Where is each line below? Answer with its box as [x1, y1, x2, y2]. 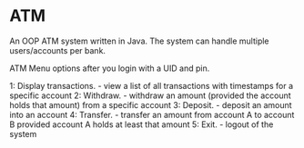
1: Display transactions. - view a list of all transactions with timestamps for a [9, 80, 294, 91]
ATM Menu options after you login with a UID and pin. [9, 63, 210, 74]
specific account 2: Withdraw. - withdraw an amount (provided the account [9, 90, 291, 101]
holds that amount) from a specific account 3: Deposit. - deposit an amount [9, 99, 293, 110]
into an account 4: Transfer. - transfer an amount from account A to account [9, 109, 295, 120]
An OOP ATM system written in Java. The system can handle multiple [9, 35, 270, 46]
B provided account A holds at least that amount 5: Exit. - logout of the [9, 119, 274, 130]
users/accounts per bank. [9, 44, 106, 55]
